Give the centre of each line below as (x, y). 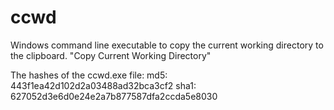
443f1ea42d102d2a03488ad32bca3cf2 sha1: (103, 85)
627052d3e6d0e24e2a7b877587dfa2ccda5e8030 (114, 96)
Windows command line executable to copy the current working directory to (167, 45)
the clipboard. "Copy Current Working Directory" (111, 55)
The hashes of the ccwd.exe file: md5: (89, 75)
